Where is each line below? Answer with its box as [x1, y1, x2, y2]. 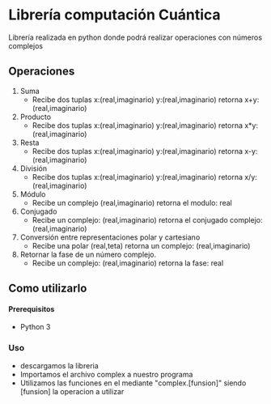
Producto [19, 112, 51, 121]
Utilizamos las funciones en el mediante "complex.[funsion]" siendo [19, 378, 247, 388]
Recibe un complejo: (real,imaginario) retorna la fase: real [32, 257, 224, 268]
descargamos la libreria [19, 360, 99, 370]
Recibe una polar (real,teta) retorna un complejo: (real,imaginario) [32, 240, 251, 250]
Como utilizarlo [8, 282, 87, 296]
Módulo [19, 189, 46, 199]
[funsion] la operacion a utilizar [19, 386, 125, 396]
